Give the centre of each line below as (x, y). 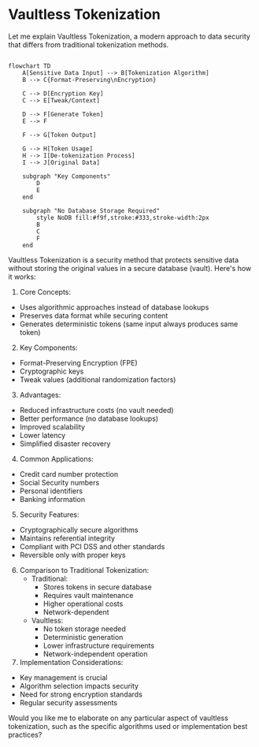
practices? (25, 734)
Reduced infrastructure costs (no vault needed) (97, 410)
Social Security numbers (59, 482)
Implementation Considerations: (71, 662)
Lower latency (43, 435)
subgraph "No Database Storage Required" (91, 210)
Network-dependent (76, 611)
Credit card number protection (69, 474)
